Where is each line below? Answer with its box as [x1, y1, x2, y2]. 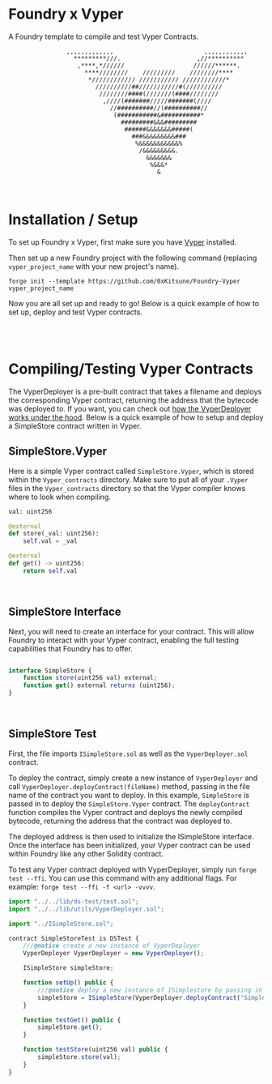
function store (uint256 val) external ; [23, 674, 158, 682]
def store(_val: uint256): [8, 530, 100, 538]
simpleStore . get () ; [37, 1023, 104, 1031]
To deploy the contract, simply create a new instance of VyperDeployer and [8, 773, 257, 783]
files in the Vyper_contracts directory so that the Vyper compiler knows [8, 483, 246, 493]
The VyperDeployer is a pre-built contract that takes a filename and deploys [8, 386, 262, 396]
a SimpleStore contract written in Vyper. [8, 420, 142, 430]
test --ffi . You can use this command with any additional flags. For [8, 873, 237, 883]
